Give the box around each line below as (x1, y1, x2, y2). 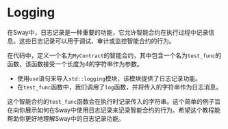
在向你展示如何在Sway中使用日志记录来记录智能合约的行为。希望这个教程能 (7, 106, 220, 114)
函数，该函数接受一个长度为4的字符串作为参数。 (7, 59, 144, 68)
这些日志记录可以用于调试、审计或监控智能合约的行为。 (18, 36, 175, 45)
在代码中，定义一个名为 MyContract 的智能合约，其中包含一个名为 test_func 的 (7, 51, 222, 59)
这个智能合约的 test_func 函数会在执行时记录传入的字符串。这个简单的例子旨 (7, 97, 221, 105)
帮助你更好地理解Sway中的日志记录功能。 (7, 114, 125, 122)
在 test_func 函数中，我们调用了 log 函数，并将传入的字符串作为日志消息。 (16, 83, 223, 91)
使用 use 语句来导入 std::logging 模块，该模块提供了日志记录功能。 (16, 74, 202, 83)
